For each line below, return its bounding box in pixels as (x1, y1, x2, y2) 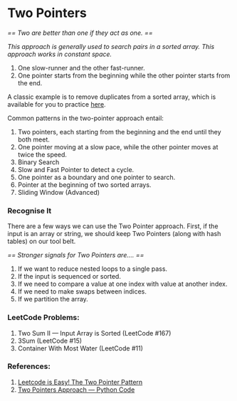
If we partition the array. (17, 295, 89, 304)
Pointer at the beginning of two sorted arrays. (17, 180, 152, 189)
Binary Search (17, 158, 60, 166)
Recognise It (7, 205, 52, 215)
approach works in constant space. (7, 50, 112, 58)
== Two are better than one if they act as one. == (7, 28, 153, 37)
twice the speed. (17, 150, 68, 159)
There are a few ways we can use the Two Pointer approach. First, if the (7, 222, 218, 230)
